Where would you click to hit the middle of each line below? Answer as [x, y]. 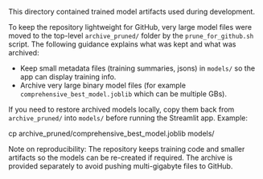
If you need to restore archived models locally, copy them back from [121, 109]
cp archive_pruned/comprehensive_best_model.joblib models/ [111, 133]
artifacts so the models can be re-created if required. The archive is [121, 157]
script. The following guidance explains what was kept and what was [122, 44]
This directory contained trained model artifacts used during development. [132, 12]
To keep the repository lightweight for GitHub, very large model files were [130, 27]
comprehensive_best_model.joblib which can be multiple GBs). [123, 94]
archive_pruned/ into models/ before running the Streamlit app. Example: [128, 118]
